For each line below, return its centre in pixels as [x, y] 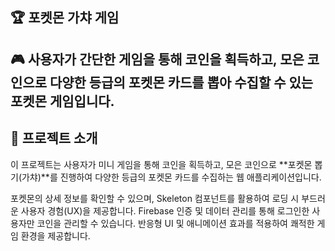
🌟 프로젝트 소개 [54, 138]
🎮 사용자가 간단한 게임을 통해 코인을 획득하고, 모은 [157, 59]
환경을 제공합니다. [55, 235]
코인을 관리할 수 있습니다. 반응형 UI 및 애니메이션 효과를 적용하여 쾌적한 [175, 223]
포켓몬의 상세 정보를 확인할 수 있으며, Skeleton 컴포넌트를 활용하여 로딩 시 [155, 198]
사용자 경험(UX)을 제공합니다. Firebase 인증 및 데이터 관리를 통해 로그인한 [165, 210]
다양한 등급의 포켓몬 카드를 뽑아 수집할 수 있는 [181, 82]
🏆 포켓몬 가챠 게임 [65, 18]
